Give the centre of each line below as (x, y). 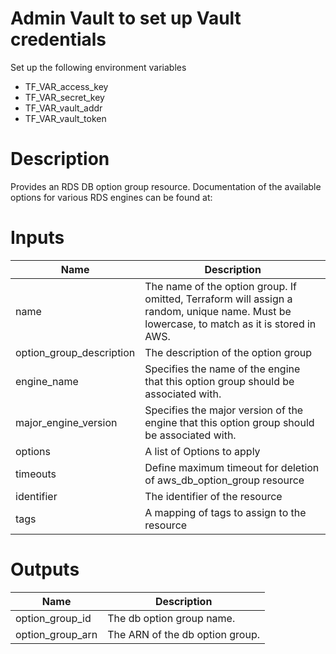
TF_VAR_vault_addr (63, 108)
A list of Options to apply (202, 451)
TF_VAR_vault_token (65, 118)
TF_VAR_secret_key (64, 97)
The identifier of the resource (213, 496)
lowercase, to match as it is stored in (230, 324)
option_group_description (75, 352)
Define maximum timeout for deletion (232, 467)
